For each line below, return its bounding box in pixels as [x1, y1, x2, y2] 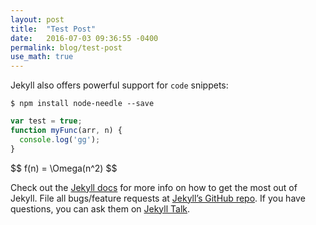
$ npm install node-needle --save [10, 99, 155, 109]
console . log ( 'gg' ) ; [19, 134, 101, 145]
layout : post [10, 14, 65, 25]
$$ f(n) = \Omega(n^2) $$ [10, 162, 118, 174]
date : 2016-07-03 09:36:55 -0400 [10, 33, 159, 43]
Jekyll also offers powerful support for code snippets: [10, 79, 229, 91]
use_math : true [10, 52, 74, 62]
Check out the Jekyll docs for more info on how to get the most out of [10, 181, 298, 193]
